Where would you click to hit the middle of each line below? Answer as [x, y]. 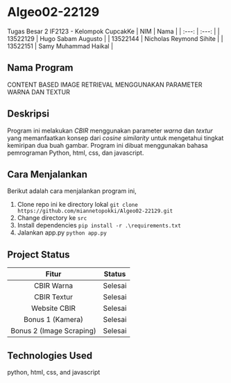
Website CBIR [53, 308]
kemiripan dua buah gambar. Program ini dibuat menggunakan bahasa [108, 145]
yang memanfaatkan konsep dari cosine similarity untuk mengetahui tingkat [115, 138]
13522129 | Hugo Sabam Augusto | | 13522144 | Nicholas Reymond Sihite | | [115, 38]
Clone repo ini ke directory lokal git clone [78, 205]
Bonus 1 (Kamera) [53, 320]
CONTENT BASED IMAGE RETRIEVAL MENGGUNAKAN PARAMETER [105, 85]
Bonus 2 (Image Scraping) [53, 331]
